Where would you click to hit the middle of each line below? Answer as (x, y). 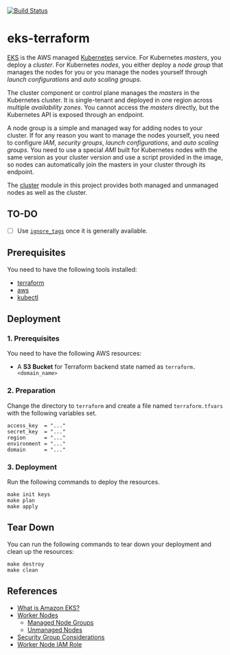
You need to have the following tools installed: (72, 269)
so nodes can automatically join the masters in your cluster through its (106, 164)
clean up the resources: (41, 551)
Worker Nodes (37, 615)
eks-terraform (49, 39)
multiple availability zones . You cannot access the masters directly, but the (113, 107)
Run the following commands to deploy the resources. (83, 482)
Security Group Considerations (61, 637)
